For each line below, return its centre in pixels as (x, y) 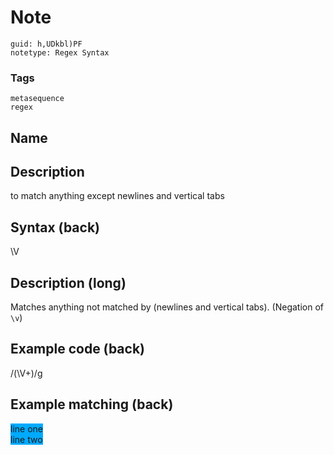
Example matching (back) (92, 404)
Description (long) (68, 282)
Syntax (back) (55, 227)
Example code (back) (78, 349)
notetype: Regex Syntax (60, 52)
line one (26, 428)
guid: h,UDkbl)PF (46, 44)
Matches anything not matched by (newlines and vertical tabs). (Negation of (167, 307)
